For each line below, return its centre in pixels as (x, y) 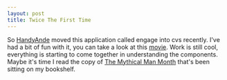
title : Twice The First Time (49, 20)
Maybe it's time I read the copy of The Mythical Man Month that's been (108, 61)
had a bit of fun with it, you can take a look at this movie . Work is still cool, (113, 47)
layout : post (26, 13)
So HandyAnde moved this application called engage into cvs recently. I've (113, 39)
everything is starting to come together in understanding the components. (112, 54)
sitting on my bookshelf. (42, 69)
